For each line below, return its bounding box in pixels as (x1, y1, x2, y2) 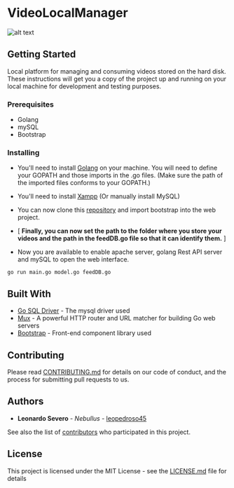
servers (17, 321, 40, 330)
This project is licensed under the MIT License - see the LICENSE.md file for (7, 466, 227, 475)
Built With (7, 287, 51, 299)
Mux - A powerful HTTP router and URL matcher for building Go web (17, 314, 216, 323)
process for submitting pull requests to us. (7, 375, 130, 384)
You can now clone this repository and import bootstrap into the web (17, 205, 216, 215)
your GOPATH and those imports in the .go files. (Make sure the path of (17, 171, 223, 179)
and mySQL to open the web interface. (17, 255, 130, 264)
